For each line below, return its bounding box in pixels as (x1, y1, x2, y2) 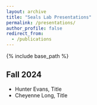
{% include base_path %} (6, 53, 69, 59)
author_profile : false (6, 25, 62, 31)
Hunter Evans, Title (14, 85, 62, 93)
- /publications (11, 36, 52, 42)
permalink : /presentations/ (6, 20, 76, 26)
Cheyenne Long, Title (14, 91, 68, 98)
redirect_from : (6, 31, 44, 37)
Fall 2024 (6, 69, 42, 80)
